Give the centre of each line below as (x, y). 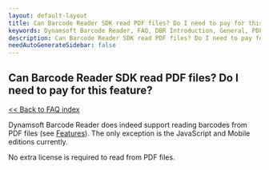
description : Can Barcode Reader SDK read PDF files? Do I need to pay (130, 38)
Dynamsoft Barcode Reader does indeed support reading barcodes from (128, 125)
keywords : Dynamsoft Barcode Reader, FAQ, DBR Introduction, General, (128, 30)
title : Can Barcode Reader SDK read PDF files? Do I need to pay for (127, 23)
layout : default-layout (48, 16)
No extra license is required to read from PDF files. (92, 157)
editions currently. (38, 141)
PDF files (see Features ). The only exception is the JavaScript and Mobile (129, 133)
